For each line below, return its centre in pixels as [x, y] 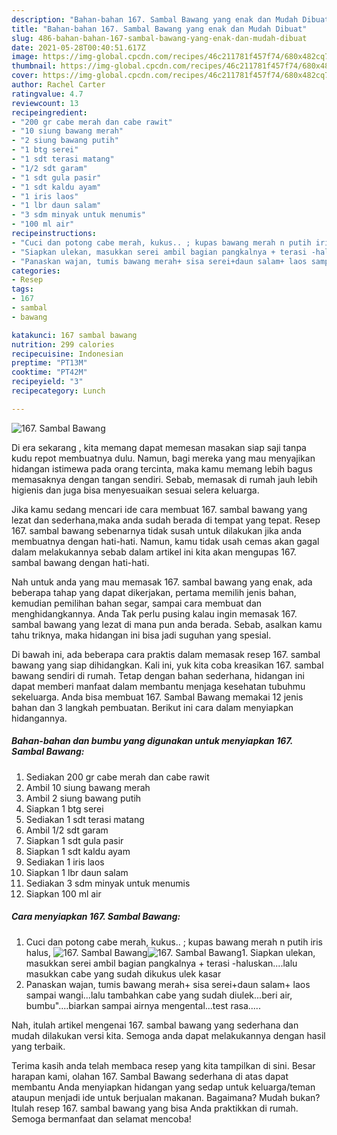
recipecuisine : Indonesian [67, 354]
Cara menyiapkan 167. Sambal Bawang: [96, 917]
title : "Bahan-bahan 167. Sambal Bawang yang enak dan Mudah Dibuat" [159, 29]
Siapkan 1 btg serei [64, 808]
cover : [25, 76]
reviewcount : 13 [45, 103]
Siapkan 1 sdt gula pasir [74, 840]
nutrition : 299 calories [63, 344]
